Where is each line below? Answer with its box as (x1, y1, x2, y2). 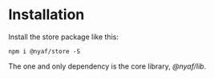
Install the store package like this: (8, 32, 119, 41)
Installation (8, 6, 85, 24)
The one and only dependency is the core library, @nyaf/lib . (8, 61, 207, 71)
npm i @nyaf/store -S (8, 47, 81, 55)
